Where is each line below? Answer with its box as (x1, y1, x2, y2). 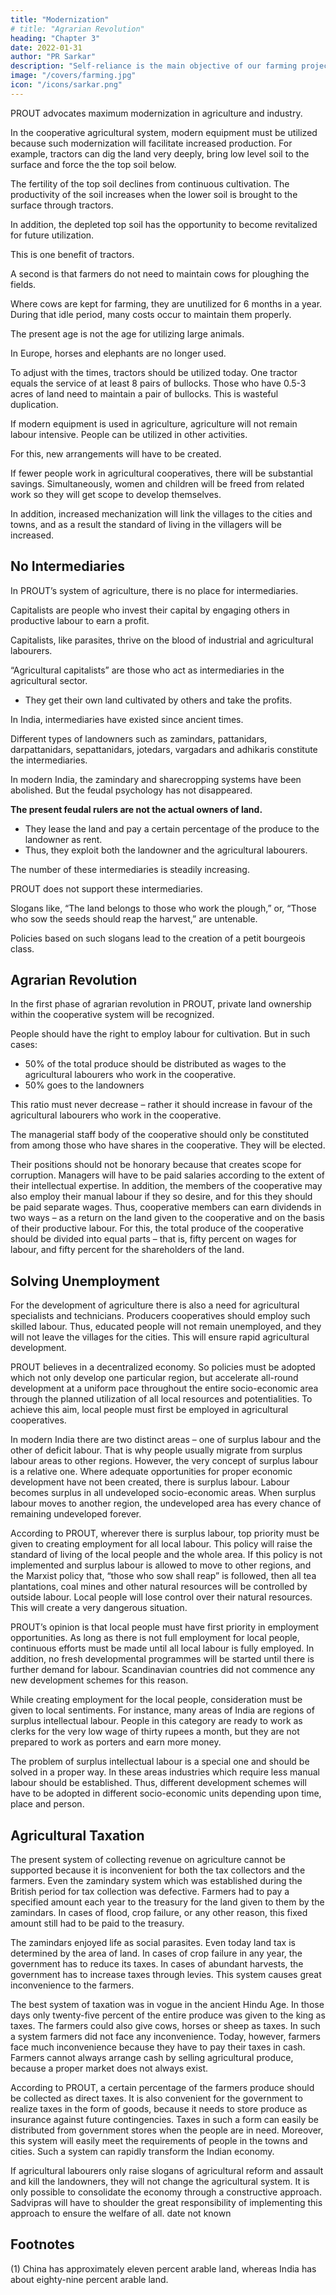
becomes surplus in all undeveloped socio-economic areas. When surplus (10, 1487, 317, 1499)
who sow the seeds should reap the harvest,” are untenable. (10, 912, 258, 925)
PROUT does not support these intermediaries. (10, 882, 203, 895)
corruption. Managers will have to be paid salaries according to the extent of (10, 1169, 326, 1181)
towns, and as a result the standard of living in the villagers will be (10, 518, 282, 530)
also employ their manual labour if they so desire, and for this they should (10, 1191, 313, 1203)
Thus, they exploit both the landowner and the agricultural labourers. (24, 844, 308, 856)
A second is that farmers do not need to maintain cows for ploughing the (10, 267, 310, 280)
